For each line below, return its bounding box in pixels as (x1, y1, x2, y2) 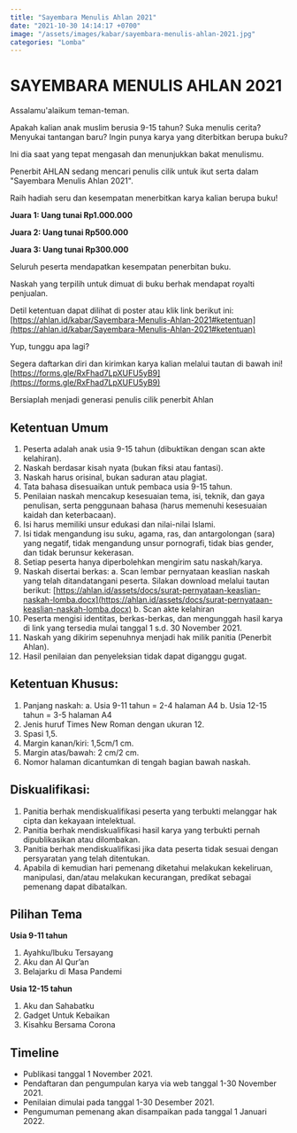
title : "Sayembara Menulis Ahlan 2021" (10, 12, 157, 22)
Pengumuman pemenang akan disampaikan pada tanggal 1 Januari (22, 1106, 268, 1117)
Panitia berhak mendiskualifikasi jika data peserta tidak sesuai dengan (22, 843, 279, 854)
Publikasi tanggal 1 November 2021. (22, 1069, 153, 1080)
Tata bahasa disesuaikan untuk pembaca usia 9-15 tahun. (22, 481, 233, 492)
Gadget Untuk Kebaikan (22, 1010, 110, 1020)
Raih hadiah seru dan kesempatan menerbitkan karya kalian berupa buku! (10, 192, 278, 204)
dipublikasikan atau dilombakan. (22, 834, 141, 845)
